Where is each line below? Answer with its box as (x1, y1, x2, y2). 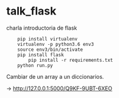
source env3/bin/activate (17, 47, 84, 53)
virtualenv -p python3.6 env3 (17, 41, 95, 47)
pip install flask (17, 51, 64, 58)
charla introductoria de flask (6, 24, 78, 31)
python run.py (17, 62, 53, 68)
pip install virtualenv (17, 36, 78, 42)
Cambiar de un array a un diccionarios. (6, 73, 104, 80)
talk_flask (6, 4, 57, 18)
